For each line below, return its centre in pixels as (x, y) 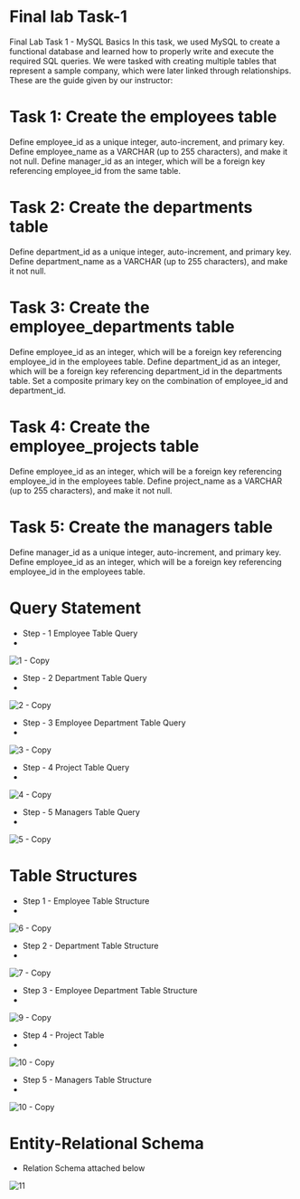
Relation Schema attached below (84, 1168)
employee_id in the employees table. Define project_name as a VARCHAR (146, 481)
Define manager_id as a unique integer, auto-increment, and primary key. (145, 552)
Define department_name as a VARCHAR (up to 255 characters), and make (149, 261)
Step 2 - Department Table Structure (90, 945)
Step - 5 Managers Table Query (81, 811)
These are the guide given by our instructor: (91, 80)
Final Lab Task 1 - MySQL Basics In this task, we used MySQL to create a (145, 42)
